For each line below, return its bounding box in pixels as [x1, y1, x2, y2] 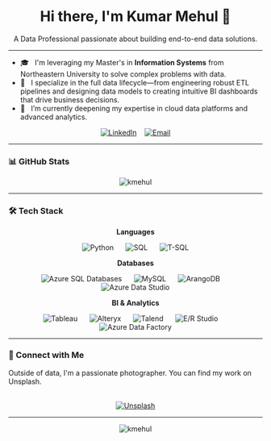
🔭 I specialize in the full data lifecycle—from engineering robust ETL [19, 77, 250, 87]
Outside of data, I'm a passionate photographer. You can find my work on [8, 368, 252, 377]
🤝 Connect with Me [8, 350, 85, 361]
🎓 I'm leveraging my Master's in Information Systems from [19, 57, 224, 67]
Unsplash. [8, 377, 42, 386]
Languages [116, 227, 155, 236]
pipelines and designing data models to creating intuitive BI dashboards [19, 86, 258, 96]
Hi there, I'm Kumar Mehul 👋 [40, 7, 231, 26]
